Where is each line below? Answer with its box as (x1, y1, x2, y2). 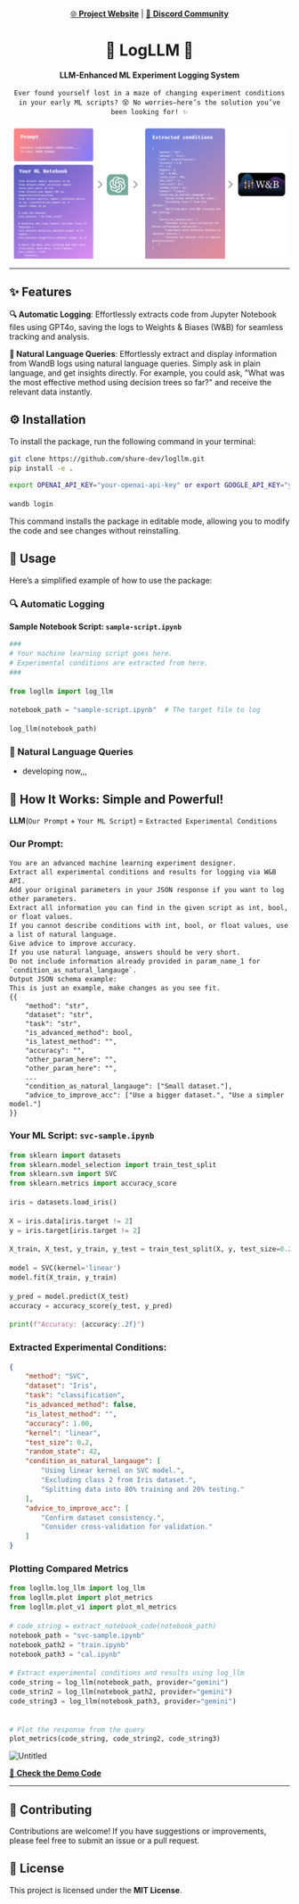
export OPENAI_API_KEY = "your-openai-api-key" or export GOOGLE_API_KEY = (9, 481, 285, 490)
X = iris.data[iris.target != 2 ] (9, 1216, 133, 1226)
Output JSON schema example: (9, 975, 117, 984)
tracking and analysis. (9, 331, 90, 342)
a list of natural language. (9, 931, 117, 940)
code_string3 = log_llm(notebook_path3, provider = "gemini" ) (9, 1696, 238, 1706)
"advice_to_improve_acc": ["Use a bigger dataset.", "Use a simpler (25, 1091, 285, 1100)
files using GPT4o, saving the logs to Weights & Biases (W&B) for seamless (9, 321, 284, 332)
